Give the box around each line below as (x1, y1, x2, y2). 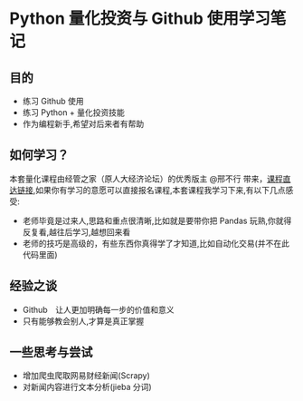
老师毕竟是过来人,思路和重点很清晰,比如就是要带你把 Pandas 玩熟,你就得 (22, 215, 292, 226)
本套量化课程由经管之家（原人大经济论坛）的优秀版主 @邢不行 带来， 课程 (9, 173, 283, 184)
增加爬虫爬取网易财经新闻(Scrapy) (22, 370, 151, 381)
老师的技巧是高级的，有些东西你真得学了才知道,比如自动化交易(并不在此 (22, 238, 289, 249)
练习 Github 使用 (22, 96, 84, 106)
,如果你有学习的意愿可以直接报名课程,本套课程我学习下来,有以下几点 (33, 184, 287, 195)
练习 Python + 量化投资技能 (22, 107, 125, 118)
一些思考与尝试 (9, 345, 93, 360)
